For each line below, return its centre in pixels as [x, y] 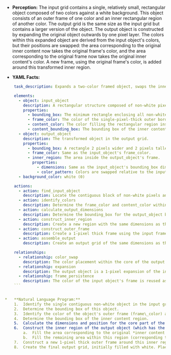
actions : [23, 186]
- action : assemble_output [47, 238]
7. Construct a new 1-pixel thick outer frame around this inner [86, 342]
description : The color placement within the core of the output [94, 262]
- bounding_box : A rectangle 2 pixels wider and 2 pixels [90, 148]
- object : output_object [45, 134]
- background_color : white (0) [52, 177]
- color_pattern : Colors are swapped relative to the [95, 172]
